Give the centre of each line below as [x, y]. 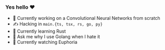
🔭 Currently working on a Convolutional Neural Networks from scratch [86, 18]
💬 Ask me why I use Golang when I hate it [56, 37]
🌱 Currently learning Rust [39, 31]
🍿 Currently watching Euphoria [45, 42]
